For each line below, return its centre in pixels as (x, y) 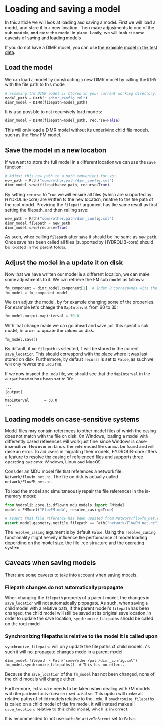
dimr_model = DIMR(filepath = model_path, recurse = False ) (63, 121)
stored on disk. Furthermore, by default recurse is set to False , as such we (79, 359)
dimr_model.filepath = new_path (38, 223)
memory (13, 496)
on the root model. (24, 624)
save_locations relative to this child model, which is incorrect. (67, 709)
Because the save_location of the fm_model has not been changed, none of (80, 674)
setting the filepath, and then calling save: (47, 210)
